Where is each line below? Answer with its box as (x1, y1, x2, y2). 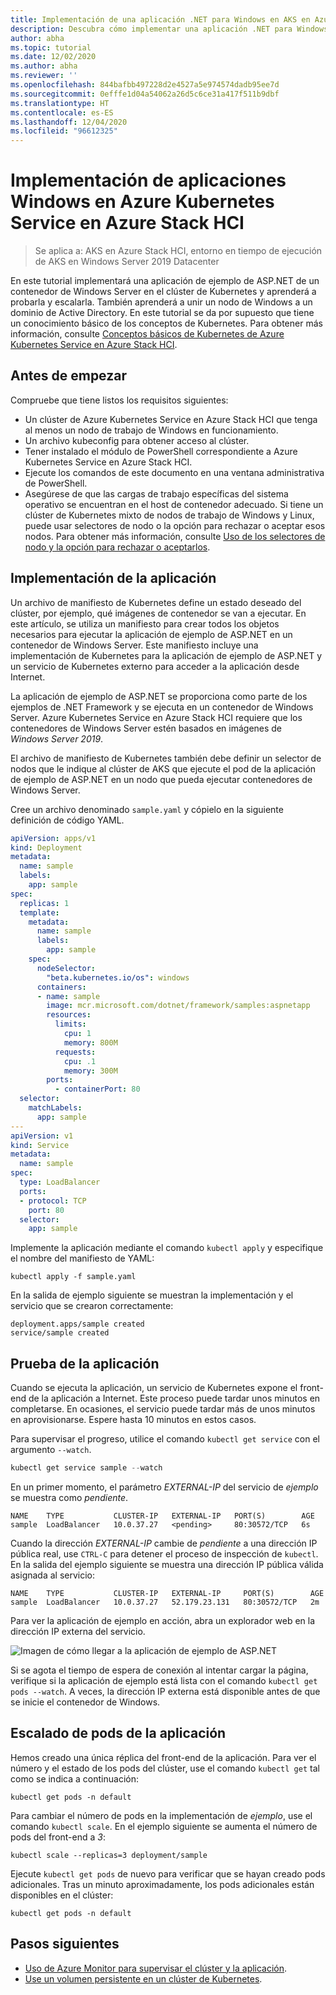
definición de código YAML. (10, 814, 125, 826)
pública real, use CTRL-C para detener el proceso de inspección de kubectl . (10, 1548, 319, 1560)
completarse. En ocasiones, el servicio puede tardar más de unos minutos (10, 1403, 316, 1415)
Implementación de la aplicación (10, 570, 217, 587)
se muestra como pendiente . (10, 1492, 129, 1503)
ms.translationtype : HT (10, 98, 110, 108)
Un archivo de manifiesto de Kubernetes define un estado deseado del (10, 596, 302, 608)
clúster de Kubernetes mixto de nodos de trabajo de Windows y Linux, (24, 509, 315, 521)
